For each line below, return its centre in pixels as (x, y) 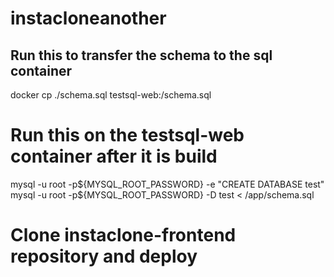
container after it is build (114, 156)
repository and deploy (104, 256)
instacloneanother (88, 18)
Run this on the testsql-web (127, 135)
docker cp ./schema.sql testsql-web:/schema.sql (111, 95)
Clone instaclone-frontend (123, 235)
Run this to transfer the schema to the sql (141, 55)
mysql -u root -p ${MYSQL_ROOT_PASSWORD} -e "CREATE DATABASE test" (167, 184)
